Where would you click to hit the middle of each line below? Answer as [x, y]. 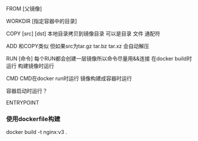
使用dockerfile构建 [33, 119]
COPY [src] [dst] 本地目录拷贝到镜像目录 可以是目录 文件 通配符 [83, 33]
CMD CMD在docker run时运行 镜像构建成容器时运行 [69, 78]
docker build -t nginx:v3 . [37, 132]
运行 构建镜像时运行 [30, 66]
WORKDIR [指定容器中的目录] [42, 21]
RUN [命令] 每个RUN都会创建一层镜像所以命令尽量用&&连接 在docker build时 [99, 58]
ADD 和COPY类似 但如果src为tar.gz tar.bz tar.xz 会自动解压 [77, 46]
